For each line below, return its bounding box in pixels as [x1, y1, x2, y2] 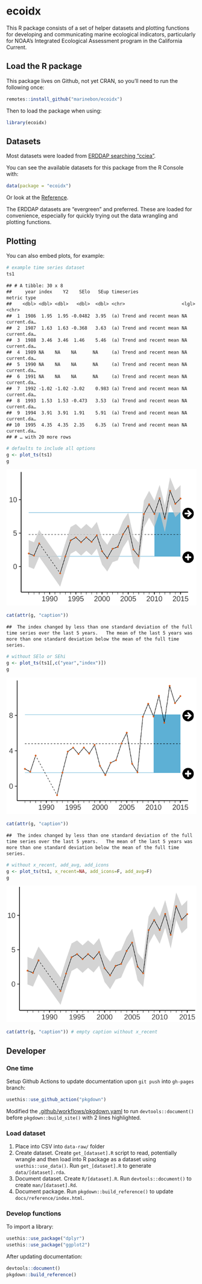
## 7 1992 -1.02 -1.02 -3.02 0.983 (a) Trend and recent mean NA [6, 386, 188, 392]
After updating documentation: [6, 1253, 83, 1260]
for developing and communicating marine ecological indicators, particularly [6, 30, 196, 38]
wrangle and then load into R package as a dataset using [14, 1156, 156, 1163]
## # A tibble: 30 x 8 [6, 283, 63, 289]
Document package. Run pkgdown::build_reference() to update [14, 1188, 174, 1195]
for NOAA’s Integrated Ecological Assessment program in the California [6, 37, 183, 44]
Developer [6, 1045, 46, 1056]
